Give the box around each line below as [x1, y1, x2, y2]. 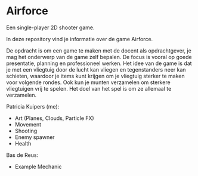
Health [14, 140, 32, 147]
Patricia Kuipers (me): [6, 103, 60, 110]
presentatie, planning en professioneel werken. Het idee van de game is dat [6, 60, 192, 67]
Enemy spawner [14, 133, 55, 141]
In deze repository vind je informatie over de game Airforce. [6, 35, 153, 42]
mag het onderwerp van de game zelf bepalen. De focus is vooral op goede [6, 53, 192, 60]
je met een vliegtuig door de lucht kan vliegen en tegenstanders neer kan [6, 66, 186, 73]
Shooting [14, 127, 38, 134]
